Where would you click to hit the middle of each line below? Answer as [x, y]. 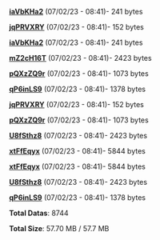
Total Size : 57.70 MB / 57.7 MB [59, 228]
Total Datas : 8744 [39, 213]
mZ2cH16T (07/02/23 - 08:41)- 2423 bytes [80, 58]
